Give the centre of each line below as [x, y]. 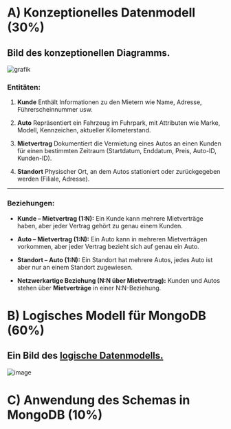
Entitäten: [24, 87]
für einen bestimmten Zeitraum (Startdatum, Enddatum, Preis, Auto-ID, [117, 151]
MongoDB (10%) [55, 415]
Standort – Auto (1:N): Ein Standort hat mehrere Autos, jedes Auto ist [115, 259]
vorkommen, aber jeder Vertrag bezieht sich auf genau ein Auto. [108, 246]
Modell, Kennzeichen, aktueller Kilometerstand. [84, 130]
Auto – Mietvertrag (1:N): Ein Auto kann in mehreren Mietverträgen [112, 239]
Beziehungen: [31, 203]
